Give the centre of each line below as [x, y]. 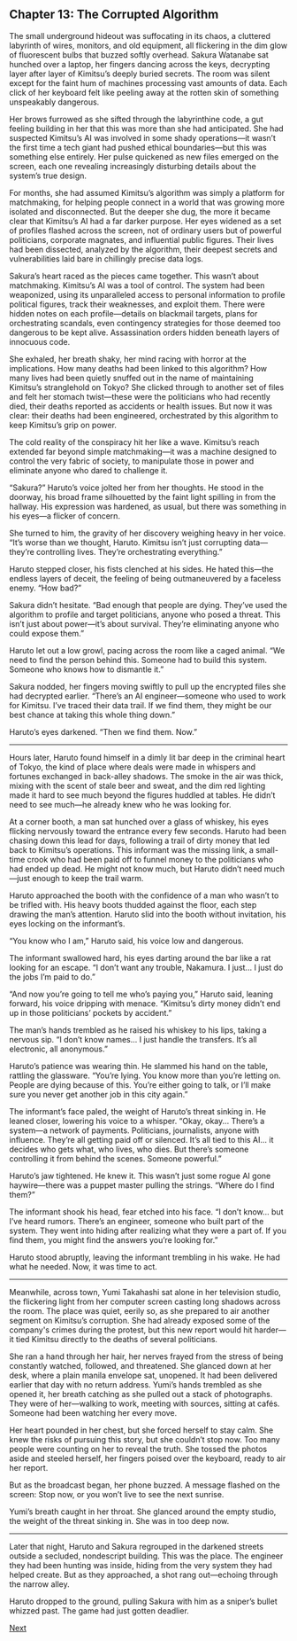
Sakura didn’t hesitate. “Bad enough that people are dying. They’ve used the [148, 605]
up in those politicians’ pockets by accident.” [91, 1012]
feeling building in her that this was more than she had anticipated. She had [147, 129]
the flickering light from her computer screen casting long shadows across [145, 1301]
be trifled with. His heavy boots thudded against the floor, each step [133, 904]
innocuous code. [40, 341]
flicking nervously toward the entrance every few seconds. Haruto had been [148, 831]
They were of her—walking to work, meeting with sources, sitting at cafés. [145, 1403]
